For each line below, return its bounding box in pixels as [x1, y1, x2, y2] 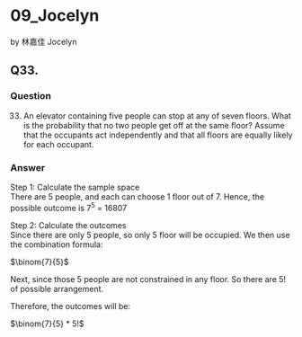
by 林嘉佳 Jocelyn [10, 36, 77, 47]
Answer [10, 161, 46, 173]
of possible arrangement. [10, 283, 104, 294]
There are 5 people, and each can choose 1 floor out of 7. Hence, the [10, 191, 264, 202]
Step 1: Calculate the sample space [10, 182, 140, 192]
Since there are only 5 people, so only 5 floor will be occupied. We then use [10, 229, 290, 240]
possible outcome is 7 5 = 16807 [10, 200, 128, 213]
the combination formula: [10, 239, 103, 250]
